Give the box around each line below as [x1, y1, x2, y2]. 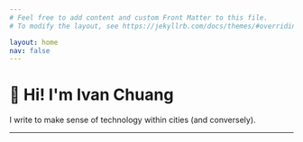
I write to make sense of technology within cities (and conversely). [9, 114, 256, 126]
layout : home [9, 38, 59, 47]
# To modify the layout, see [9, 22, 119, 31]
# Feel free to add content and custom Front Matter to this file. [9, 13, 269, 22]
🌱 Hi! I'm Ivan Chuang [9, 84, 174, 105]
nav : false [9, 46, 50, 55]
